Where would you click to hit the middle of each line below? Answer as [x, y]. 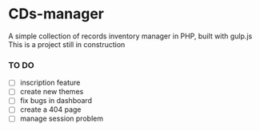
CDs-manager [56, 14]
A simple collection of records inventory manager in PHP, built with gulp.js [130, 36]
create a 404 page [50, 109]
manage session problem [62, 119]
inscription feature [50, 83]
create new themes [52, 92]
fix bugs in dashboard [56, 101]
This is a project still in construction [67, 44]
